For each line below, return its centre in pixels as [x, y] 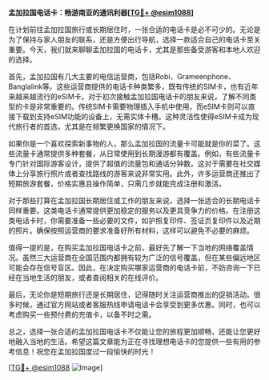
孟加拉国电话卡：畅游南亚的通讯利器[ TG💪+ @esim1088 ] [101, 12]
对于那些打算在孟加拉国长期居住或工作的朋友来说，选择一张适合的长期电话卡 [134, 200]
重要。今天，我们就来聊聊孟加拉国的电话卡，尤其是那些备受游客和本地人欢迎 [134, 50]
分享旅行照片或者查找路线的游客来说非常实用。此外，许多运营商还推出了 [141, 174]
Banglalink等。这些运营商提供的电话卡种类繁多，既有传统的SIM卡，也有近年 [133, 86]
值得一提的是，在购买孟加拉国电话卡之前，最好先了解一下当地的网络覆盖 [127, 248]
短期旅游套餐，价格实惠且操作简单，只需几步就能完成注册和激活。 [117, 184]
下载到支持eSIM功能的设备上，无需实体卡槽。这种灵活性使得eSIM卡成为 [134, 116]
